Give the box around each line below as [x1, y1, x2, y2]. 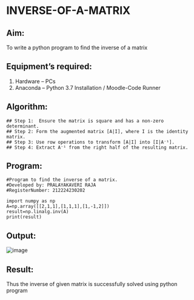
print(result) [6, 214, 42, 220]
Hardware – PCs [15, 77, 56, 85]
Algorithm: [6, 101, 48, 112]
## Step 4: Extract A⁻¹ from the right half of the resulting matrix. [6, 144, 189, 151]
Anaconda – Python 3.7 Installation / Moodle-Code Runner [15, 84, 161, 91]
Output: [6, 230, 36, 240]
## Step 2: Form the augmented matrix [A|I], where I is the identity [6, 128, 189, 134]
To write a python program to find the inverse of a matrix [6, 44, 148, 51]
